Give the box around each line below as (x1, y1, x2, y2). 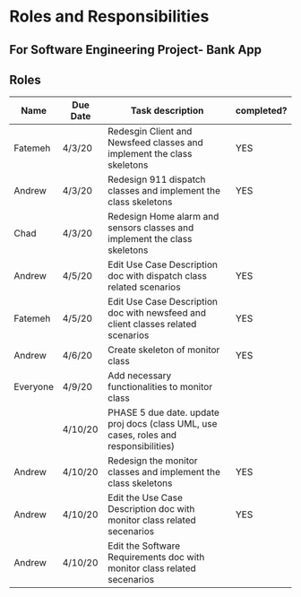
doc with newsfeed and (107, 307, 207, 319)
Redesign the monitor (107, 454, 199, 467)
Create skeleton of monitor (107, 343, 220, 356)
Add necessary (107, 369, 172, 382)
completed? (235, 105, 288, 117)
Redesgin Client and (107, 125, 193, 138)
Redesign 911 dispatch (107, 173, 206, 186)
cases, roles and (107, 428, 177, 441)
